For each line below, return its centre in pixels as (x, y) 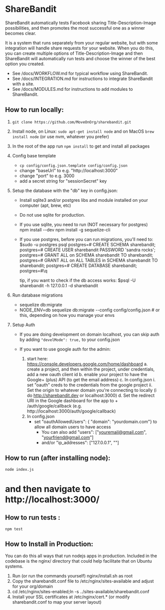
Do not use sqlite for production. (52, 215)
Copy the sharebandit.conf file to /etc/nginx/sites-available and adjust (83, 581)
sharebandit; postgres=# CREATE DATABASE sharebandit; (78, 266)
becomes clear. (21, 33)
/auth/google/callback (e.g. (54, 406)
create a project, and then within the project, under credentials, (91, 369)
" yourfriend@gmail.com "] (68, 437)
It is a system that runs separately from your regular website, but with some (82, 42)
